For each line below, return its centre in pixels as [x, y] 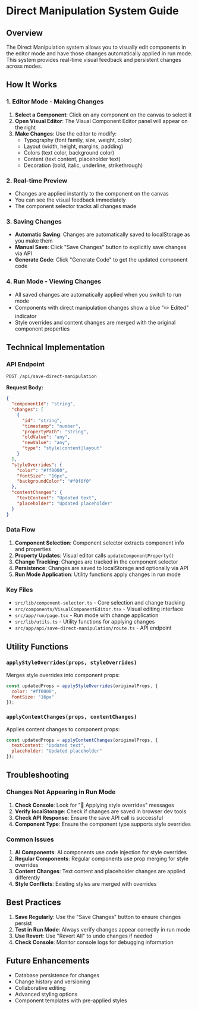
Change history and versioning [52, 981]
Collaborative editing [40, 987]
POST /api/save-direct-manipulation [51, 377]
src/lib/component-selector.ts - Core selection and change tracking [100, 603]
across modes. [24, 66]
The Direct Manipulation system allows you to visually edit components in [96, 47]
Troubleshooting [38, 775]
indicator [26, 316]
